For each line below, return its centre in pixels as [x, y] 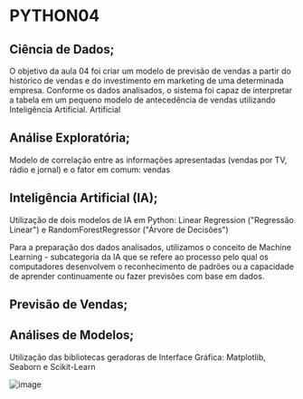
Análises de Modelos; [71, 335]
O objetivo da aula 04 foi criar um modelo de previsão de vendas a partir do [151, 71]
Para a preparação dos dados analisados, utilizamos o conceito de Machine [151, 247]
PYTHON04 [55, 16]
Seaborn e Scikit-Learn [52, 366]
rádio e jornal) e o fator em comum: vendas [90, 170]
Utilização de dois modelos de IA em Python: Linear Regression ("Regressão [151, 219]
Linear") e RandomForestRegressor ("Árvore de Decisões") [119, 229]
